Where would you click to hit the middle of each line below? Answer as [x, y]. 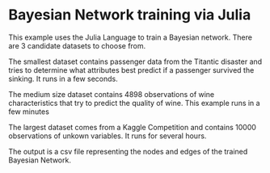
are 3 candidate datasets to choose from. [77, 45]
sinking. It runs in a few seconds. [63, 78]
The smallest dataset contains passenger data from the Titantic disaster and [135, 61]
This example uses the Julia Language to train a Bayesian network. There [131, 37]
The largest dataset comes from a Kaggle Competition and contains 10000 [133, 127]
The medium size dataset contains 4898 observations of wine [112, 94]
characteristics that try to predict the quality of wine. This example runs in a [134, 103]
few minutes [29, 112]
